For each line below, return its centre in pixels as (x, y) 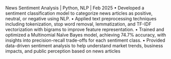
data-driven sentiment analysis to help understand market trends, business (84, 46)
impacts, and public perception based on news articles (63, 51)
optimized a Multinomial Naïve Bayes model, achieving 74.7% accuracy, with (86, 35)
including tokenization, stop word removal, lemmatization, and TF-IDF (78, 24)
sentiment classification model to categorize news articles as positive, (79, 13)
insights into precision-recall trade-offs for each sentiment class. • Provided (85, 40)
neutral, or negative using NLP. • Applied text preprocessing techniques (81, 19)
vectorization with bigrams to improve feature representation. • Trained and (85, 29)
